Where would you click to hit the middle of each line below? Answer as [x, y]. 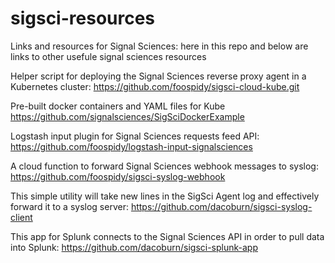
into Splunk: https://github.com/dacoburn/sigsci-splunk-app [134, 247]
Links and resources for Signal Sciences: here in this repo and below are [159, 46]
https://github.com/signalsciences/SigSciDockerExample [127, 116]
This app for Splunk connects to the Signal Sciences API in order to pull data [167, 236]
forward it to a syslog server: [69, 206]
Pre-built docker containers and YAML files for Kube [118, 106]
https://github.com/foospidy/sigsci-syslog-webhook [118, 176]
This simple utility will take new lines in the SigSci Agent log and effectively [165, 196]
